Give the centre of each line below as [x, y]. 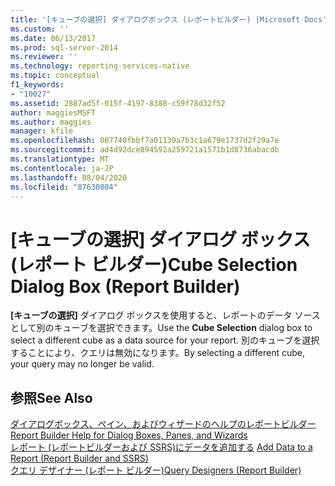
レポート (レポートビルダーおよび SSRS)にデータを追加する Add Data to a [161, 447]
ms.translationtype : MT [60, 159]
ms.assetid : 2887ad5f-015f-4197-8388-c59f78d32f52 [118, 103]
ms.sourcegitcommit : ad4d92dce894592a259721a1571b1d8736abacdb [145, 150]
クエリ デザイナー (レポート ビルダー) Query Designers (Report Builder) [156, 470]
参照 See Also [51, 397]
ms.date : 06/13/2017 [53, 38]
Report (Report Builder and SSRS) [79, 458]
